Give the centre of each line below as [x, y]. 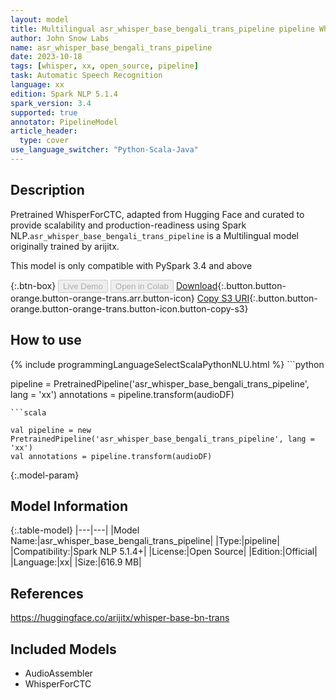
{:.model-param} [45, 475]
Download [196, 285]
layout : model [40, 19]
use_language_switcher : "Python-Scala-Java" [104, 150]
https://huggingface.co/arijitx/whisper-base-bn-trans [120, 618]
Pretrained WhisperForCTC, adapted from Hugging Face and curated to [157, 214]
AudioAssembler [58, 673]
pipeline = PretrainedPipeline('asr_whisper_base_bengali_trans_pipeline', [160, 383]
